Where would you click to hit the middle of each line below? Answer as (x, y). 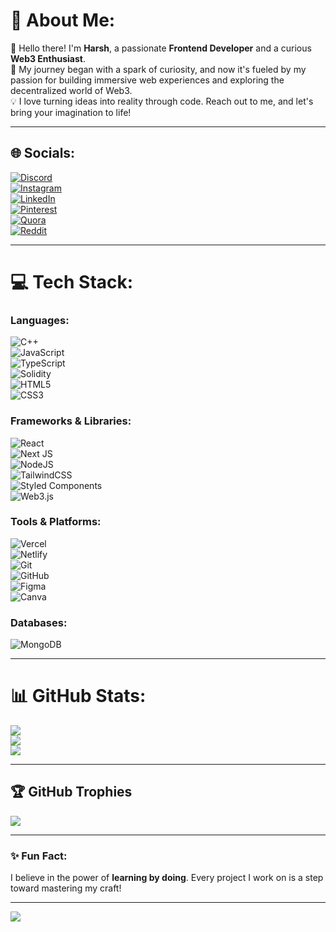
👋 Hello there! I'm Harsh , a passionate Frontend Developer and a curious (161, 48)
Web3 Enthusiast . (48, 58)
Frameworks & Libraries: (71, 421)
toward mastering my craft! (66, 888)
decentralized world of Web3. (71, 90)
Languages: (40, 320)
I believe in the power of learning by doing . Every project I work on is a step (167, 878)
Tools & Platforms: (56, 522)
